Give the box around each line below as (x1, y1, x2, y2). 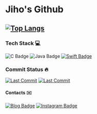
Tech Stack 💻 (5, 39, 41, 47)
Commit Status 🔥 (5, 65, 49, 73)
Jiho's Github (5, 4, 64, 15)
